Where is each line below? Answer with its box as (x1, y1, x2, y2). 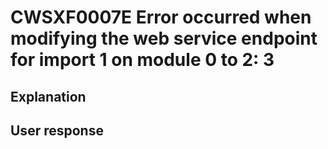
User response (10, 122, 104, 139)
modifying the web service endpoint (10, 27, 318, 50)
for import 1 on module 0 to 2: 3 (10, 49, 275, 71)
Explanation (10, 88, 87, 105)
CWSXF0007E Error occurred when (10, 6, 312, 29)
